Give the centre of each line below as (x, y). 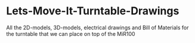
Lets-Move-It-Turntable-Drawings (93, 11)
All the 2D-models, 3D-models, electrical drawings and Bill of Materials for (97, 27)
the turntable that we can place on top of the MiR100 (71, 33)
